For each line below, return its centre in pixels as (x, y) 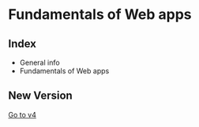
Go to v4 (23, 114)
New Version (40, 96)
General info (40, 62)
